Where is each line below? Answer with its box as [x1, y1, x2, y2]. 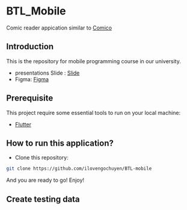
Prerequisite [6, 93, 54, 103]
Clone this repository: [14, 154, 69, 161]
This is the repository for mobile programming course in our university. [6, 57, 182, 64]
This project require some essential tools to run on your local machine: [6, 109, 181, 116]
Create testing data [6, 194, 80, 204]
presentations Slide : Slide [14, 69, 80, 76]
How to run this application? [6, 138, 114, 148]
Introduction [6, 42, 54, 52]
